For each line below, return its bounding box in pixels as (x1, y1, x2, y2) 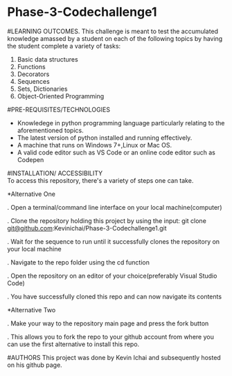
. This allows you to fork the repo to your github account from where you (7, 332, 215, 341)
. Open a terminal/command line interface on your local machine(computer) (7, 203, 222, 211)
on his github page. (7, 361, 62, 369)
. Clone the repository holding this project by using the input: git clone (7, 216, 206, 225)
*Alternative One (7, 190, 55, 198)
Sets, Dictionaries (17, 84, 68, 93)
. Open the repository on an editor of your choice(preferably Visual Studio (7, 271, 217, 280)
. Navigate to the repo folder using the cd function (7, 258, 150, 267)
